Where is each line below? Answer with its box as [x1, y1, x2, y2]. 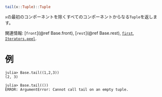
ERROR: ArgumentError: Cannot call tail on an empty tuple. [5, 87, 129, 92]
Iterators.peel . [5, 35, 37, 41]
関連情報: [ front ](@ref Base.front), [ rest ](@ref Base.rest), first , [5, 30, 134, 36]
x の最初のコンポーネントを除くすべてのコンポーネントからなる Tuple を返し [5, 14, 153, 19]
